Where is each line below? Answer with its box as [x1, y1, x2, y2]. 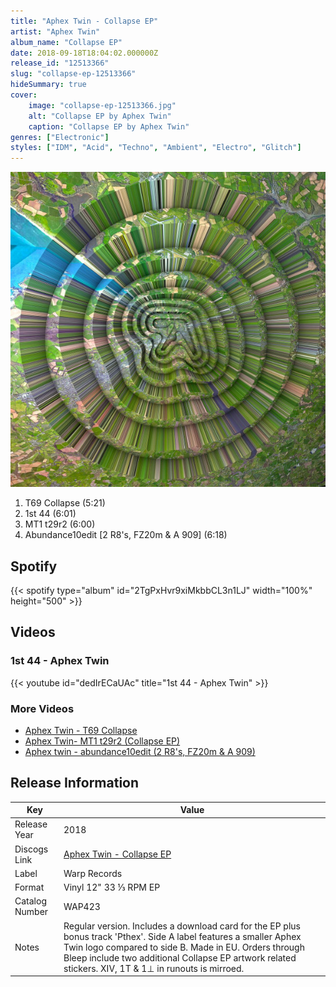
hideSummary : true [10, 80, 87, 90]
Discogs [14, 843, 49, 855]
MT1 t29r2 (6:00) [24, 518, 96, 530]
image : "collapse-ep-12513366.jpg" [28, 100, 177, 110]
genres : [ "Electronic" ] [10, 132, 110, 142]
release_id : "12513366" [10, 58, 110, 69]
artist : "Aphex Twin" [10, 26, 101, 37]
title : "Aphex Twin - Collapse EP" [10, 16, 159, 26]
